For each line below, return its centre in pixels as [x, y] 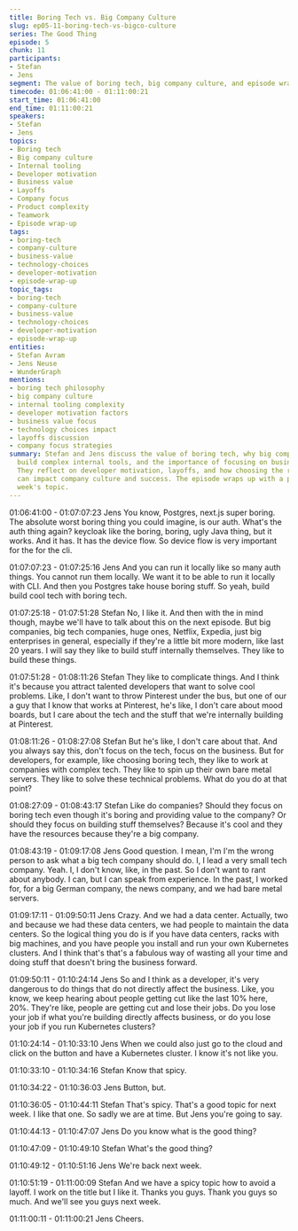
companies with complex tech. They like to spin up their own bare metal [141, 769]
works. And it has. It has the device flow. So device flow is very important [143, 541]
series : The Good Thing [53, 34]
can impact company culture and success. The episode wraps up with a [150, 479]
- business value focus [53, 421]
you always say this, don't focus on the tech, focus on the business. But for [146, 751]
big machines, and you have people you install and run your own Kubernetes [149, 943]
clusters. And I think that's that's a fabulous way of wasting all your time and [149, 953]
